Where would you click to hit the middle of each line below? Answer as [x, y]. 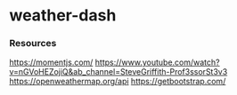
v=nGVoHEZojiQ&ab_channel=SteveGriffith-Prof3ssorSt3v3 [118, 72]
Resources [33, 44]
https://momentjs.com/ [51, 62]
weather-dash [63, 16]
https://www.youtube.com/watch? [157, 62]
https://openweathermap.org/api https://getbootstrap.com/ [118, 82]
